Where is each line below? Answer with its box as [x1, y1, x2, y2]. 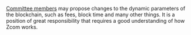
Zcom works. [6, 23, 38, 30]
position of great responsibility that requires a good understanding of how [6, 17, 185, 24]
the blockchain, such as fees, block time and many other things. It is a [6, 11, 175, 18]
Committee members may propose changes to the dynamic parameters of [6, 5, 186, 12]
